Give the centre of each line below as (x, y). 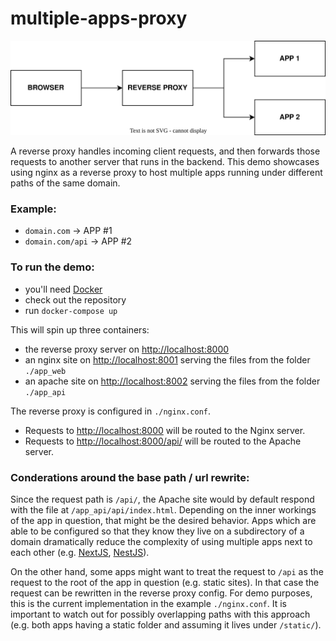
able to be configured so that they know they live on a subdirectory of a (157, 531)
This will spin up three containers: (80, 329)
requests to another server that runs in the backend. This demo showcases (165, 162)
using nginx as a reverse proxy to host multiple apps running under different (166, 173)
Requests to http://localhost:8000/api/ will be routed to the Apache (163, 441)
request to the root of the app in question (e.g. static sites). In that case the (165, 582)
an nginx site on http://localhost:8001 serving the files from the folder (167, 359)
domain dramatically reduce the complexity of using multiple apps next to (161, 541)
